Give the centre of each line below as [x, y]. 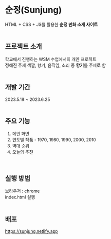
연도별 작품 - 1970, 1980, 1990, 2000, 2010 [54, 140]
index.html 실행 [20, 197]
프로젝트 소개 [24, 47]
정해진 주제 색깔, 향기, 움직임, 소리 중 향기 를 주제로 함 [55, 65]
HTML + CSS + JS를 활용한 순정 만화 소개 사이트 [52, 24]
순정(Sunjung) [33, 10]
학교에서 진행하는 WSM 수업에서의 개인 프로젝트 [51, 59]
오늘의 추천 [23, 152]
